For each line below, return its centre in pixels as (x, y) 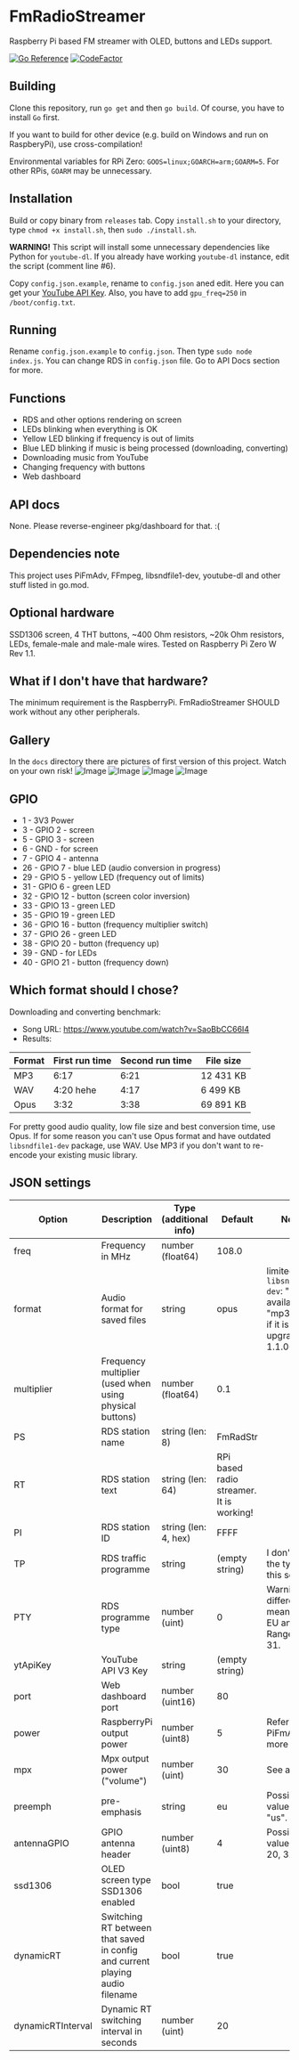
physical (118, 1405)
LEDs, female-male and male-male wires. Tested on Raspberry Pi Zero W (143, 644)
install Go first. (35, 117)
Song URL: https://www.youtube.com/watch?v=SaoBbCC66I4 (136, 1029)
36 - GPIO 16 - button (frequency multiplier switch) (115, 924)
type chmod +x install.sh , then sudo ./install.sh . (103, 230)
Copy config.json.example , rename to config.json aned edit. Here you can (147, 283)
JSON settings (50, 1183)
